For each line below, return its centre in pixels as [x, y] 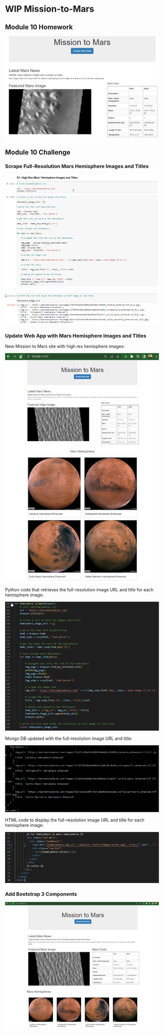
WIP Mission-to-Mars [50, 9]
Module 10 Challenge [38, 152]
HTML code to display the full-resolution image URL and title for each [75, 820]
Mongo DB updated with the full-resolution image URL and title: [69, 738]
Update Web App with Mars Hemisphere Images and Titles [76, 336]
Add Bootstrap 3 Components [41, 894]
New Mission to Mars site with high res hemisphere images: [65, 346]
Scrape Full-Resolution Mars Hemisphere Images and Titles [77, 166]
